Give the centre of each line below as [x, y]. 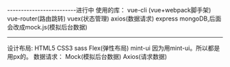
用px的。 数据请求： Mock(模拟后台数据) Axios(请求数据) [87, 56]
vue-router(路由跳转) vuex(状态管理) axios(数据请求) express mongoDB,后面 [114, 18]
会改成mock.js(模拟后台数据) [47, 27]
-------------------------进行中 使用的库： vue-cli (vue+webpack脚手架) [109, 10]
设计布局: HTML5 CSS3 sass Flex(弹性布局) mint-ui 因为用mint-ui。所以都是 [114, 48]
